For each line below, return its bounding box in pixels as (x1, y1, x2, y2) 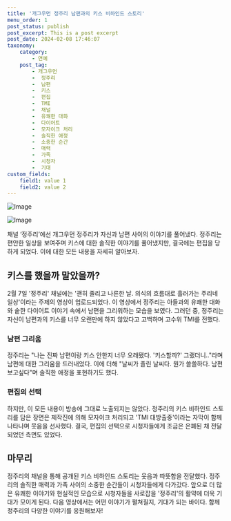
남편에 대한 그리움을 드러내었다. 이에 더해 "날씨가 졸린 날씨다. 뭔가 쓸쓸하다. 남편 (7, 360, 223, 368)
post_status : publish (7, 23, 70, 30)
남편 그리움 (7, 334, 42, 343)
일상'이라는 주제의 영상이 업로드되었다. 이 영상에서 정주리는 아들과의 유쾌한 (7, 298, 208, 306)
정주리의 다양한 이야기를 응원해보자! (7, 506, 103, 515)
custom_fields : (7, 171, 51, 178)
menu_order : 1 (7, 17, 48, 23)
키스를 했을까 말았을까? (7, 269, 100, 281)
